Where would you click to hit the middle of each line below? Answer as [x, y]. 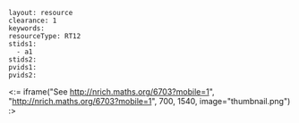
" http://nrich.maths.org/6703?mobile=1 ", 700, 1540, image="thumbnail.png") [149, 101]
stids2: [23, 60]
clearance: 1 [33, 20]
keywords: [27, 29]
